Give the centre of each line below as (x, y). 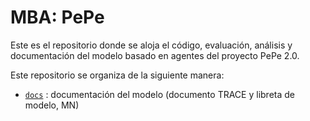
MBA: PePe (57, 17)
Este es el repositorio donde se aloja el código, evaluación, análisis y (151, 45)
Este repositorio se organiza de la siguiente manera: (117, 75)
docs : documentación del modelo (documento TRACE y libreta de (159, 94)
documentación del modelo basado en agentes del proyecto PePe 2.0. (155, 55)
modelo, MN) (52, 105)
